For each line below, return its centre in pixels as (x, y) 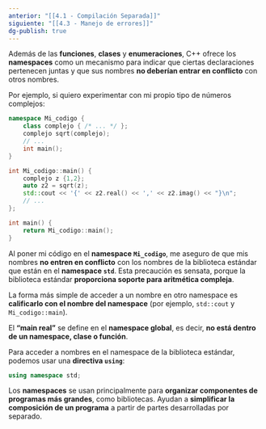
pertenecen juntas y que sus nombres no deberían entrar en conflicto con (133, 71)
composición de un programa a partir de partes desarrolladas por (118, 408)
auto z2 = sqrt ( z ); (56, 186)
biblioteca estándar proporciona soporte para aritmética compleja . (121, 279)
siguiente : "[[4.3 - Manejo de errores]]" (81, 23)
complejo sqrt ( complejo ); (67, 134)
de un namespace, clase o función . (68, 336)
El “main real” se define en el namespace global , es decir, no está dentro (132, 327)
